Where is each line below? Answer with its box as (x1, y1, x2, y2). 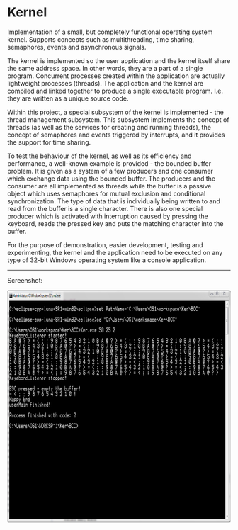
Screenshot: (7, 276, 43, 284)
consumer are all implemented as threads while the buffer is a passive (7, 181, 212, 190)
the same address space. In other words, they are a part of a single (7, 64, 203, 72)
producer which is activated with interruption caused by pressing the (7, 212, 209, 220)
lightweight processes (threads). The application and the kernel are (7, 79, 204, 87)
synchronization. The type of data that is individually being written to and (7, 196, 221, 205)
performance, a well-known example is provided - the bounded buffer (7, 159, 211, 167)
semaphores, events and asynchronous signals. (7, 43, 147, 51)
